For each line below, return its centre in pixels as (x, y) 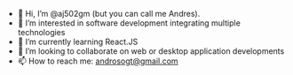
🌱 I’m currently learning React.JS (78, 41)
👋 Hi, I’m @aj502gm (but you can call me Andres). (109, 14)
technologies (41, 32)
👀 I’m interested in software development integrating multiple (129, 23)
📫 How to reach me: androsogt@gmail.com (98, 61)
